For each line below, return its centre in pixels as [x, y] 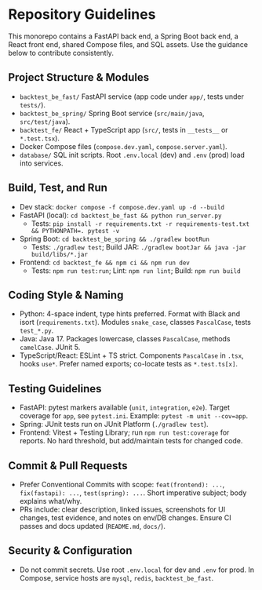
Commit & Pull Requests [68, 466]
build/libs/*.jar [60, 254]
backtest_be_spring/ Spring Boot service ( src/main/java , [112, 113]
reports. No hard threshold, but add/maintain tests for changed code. [131, 441]
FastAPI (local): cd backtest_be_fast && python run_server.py [120, 215]
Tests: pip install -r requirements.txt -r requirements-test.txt [140, 223]
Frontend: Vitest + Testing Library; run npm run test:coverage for [124, 432]
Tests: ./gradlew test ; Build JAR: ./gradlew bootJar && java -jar [139, 247]
